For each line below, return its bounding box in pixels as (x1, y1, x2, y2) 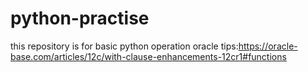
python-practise (10, 7, 150, 30)
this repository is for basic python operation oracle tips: (10, 40, 239, 52)
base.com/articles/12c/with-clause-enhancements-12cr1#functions (10, 50, 287, 62)
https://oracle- (238, 40, 298, 52)
